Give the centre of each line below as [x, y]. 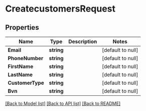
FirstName [21, 66]
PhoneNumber [26, 58]
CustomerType [26, 83]
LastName [20, 75]
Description [83, 42]
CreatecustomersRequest [60, 9]
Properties [22, 27]
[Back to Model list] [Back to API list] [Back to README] [63, 103]
